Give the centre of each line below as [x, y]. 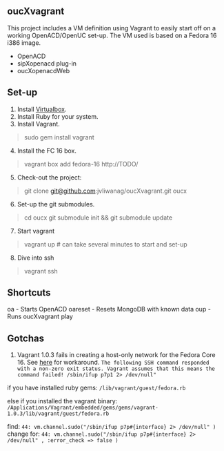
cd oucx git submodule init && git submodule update [98, 218]
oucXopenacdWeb [43, 70]
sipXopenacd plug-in [47, 63]
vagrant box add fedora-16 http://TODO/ [81, 164]
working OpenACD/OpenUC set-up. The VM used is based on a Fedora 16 [112, 35]
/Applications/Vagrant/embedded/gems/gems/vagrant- [83, 408]
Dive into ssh [35, 258]
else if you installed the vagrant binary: [62, 401]
